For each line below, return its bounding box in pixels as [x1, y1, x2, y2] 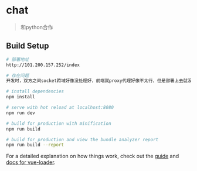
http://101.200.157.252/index [6, 62, 80, 68]
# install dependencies [6, 88, 64, 94]
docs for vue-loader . [6, 159, 56, 166]
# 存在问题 [6, 73, 29, 78]
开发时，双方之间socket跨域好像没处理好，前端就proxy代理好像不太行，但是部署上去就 [6, 78, 188, 84]
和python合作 [20, 23, 53, 30]
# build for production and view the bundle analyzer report [6, 136, 159, 142]
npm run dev [6, 110, 35, 116]
